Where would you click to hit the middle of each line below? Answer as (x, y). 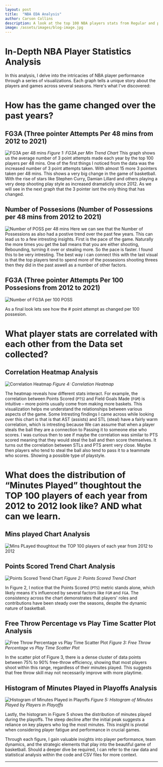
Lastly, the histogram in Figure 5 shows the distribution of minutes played (78, 715)
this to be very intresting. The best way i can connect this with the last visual (81, 254)
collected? (27, 354)
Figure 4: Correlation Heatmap (83, 384)
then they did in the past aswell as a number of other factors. (66, 265)
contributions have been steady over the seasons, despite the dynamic (76, 603)
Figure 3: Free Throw (130, 643)
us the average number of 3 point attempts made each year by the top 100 (79, 158)
